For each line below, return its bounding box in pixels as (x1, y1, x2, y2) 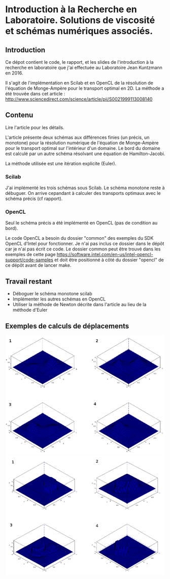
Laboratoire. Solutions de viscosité (5, 14, 155, 26)
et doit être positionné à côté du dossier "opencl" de (54, 257, 164, 263)
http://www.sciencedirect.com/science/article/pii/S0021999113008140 (5, 96, 153, 102)
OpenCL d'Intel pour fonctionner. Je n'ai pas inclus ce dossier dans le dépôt (5, 241, 164, 247)
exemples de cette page (5, 251, 56, 258)
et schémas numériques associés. (5, 26, 153, 37)
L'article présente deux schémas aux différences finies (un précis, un (5, 134, 150, 140)
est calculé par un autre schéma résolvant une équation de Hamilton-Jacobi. (5, 150, 165, 157)
